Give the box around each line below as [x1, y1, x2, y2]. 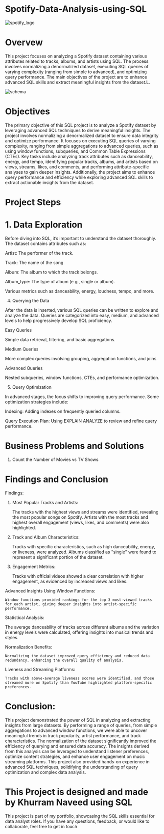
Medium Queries [5, 346, 39, 352]
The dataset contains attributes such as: [5, 241, 87, 246]
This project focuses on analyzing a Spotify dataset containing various [5, 53, 147, 59]
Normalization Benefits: [5, 644, 52, 650]
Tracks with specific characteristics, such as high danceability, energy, [12, 543, 155, 549]
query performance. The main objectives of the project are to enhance [5, 74, 147, 80]
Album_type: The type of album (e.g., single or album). [5, 278, 115, 284]
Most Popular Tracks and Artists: [12, 499, 78, 505]
